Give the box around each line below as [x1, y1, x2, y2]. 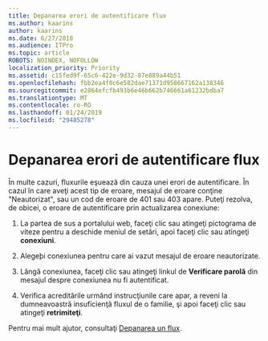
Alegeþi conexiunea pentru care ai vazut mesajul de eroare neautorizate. [19, 250, 261, 261]
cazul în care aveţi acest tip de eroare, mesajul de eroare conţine [8, 185, 223, 195]
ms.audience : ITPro [8, 42, 74, 50]
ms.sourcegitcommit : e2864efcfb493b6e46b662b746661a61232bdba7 [8, 86, 225, 95]
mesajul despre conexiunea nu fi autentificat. [19, 274, 169, 285]
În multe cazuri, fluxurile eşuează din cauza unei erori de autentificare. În [8, 177, 250, 187]
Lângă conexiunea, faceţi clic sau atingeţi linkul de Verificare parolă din [19, 266, 258, 276]
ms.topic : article [8, 49, 70, 57]
